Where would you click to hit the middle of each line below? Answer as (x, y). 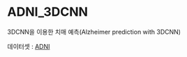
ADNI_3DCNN (48, 12)
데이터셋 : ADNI (29, 46)
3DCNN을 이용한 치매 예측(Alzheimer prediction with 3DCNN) (94, 32)
